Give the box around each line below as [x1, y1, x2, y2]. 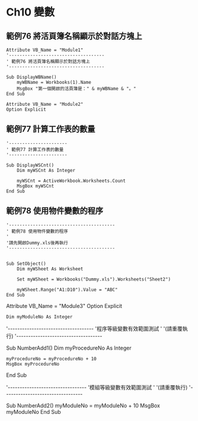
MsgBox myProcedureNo [6, 361, 60, 367]
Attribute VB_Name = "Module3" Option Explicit [6, 302, 123, 309]
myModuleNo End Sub [6, 408, 61, 415]
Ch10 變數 [6, 5, 55, 19]
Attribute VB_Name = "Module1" [6, 47, 84, 53]
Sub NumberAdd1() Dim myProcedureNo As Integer [6, 344, 132, 351]
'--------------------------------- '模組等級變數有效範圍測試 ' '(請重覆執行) [6, 384, 188, 391]
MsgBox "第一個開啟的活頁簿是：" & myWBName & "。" [17, 86, 136, 92]
